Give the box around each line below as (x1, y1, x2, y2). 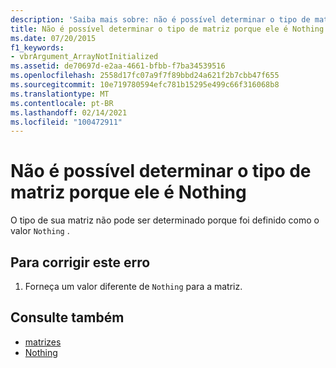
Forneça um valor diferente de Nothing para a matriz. (24, 281, 243, 292)
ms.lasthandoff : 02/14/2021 (10, 107, 128, 118)
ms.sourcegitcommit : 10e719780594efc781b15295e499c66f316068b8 (10, 80, 280, 90)
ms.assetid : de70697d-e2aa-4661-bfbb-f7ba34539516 (10, 61, 226, 71)
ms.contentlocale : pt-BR (10, 98, 114, 108)
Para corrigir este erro (10, 254, 151, 271)
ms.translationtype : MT (10, 89, 110, 99)
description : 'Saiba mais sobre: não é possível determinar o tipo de (10, 14, 311, 25)
